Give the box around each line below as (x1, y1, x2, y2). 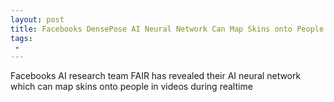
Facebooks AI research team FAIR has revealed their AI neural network (10, 70, 302, 82)
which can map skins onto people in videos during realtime (10, 81, 253, 93)
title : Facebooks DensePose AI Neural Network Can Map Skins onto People (10, 24, 325, 34)
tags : (10, 33, 33, 43)
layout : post (10, 14, 65, 25)
